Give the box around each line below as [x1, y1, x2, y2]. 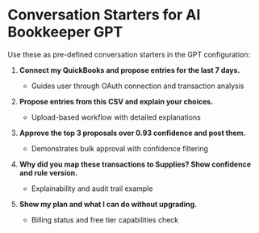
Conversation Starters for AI [7, 6, 201, 24]
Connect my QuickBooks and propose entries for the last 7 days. [19, 65, 240, 74]
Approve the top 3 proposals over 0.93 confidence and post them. [19, 128, 247, 138]
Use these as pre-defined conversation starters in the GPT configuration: [7, 49, 251, 59]
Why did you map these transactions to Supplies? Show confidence [19, 159, 252, 169]
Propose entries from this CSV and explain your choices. [19, 96, 214, 106]
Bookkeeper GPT [7, 23, 123, 41]
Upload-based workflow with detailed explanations [31, 112, 201, 122]
